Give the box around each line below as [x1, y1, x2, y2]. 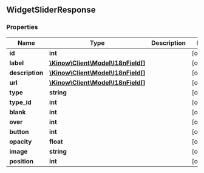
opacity [9, 137, 32, 146]
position [9, 157, 34, 165]
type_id [9, 98, 32, 106]
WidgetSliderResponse [6, 5, 96, 15]
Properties [6, 23, 38, 31]
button [9, 127, 29, 135]
